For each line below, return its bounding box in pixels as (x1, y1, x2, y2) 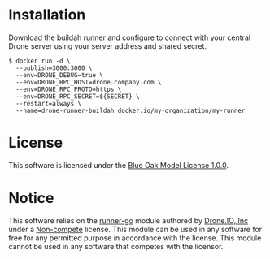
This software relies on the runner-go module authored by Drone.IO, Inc (8, 215, 249, 225)
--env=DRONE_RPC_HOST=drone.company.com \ (15, 78, 162, 86)
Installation (8, 6, 86, 24)
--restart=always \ (15, 99, 82, 107)
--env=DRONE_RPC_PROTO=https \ (15, 85, 122, 93)
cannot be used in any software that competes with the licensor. (8, 241, 224, 251)
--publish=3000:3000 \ (15, 63, 93, 72)
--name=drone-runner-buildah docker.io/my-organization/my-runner (15, 106, 246, 114)
